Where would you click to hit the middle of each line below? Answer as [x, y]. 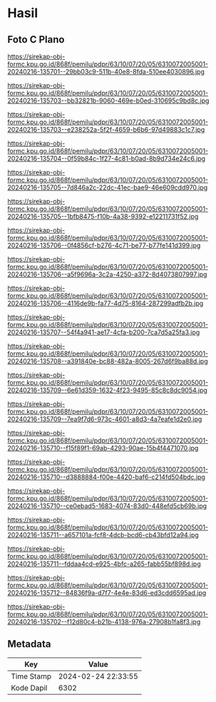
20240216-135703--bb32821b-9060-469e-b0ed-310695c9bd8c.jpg [108, 100]
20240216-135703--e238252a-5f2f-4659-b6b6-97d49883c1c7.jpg [106, 129]
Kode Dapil [29, 688]
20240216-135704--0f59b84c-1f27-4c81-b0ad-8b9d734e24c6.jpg [106, 159]
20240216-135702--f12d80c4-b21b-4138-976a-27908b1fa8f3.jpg [104, 622]
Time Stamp [31, 676]
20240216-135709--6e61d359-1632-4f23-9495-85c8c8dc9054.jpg [108, 390]
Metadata [29, 644]
